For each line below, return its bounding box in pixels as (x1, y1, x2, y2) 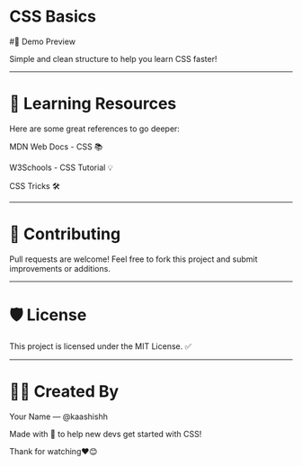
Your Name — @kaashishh (9, 411, 108, 422)
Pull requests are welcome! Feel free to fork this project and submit (9, 254, 258, 264)
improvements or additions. (9, 263, 111, 273)
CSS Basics (9, 6, 97, 27)
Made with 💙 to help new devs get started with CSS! (9, 428, 202, 439)
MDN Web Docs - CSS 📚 (9, 141, 103, 152)
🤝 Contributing (9, 224, 121, 245)
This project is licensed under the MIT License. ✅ (9, 340, 192, 352)
